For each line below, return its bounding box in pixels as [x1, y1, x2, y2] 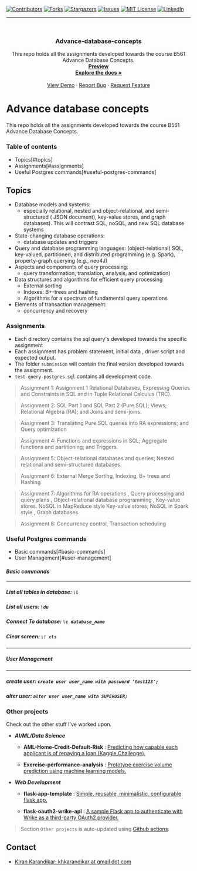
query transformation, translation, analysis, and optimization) [23, 270, 171, 277]
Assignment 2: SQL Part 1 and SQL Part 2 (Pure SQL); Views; [20, 401, 167, 408]
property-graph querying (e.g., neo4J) [14, 257, 108, 264]
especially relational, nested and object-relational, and [23, 207, 154, 215]
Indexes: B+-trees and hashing [23, 289, 98, 296]
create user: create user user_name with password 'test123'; [6, 678, 159, 685]
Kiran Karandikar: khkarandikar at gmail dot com [14, 858, 132, 865]
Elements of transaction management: [14, 301, 107, 308]
